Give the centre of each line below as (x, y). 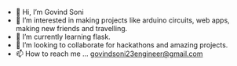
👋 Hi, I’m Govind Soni (49, 12)
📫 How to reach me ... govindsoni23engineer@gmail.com (109, 54)
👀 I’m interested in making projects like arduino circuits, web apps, (122, 20)
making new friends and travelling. (71, 28)
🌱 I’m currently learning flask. (63, 36)
